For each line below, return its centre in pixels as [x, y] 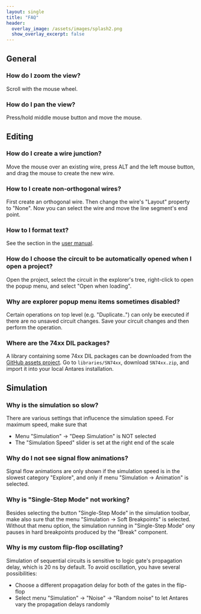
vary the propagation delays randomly [62, 604]
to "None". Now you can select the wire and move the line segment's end [97, 208]
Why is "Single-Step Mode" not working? [68, 500]
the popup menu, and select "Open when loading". [69, 286]
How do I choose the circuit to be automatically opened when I [99, 259]
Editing [20, 136]
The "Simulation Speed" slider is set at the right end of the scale [94, 442]
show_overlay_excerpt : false [48, 34]
